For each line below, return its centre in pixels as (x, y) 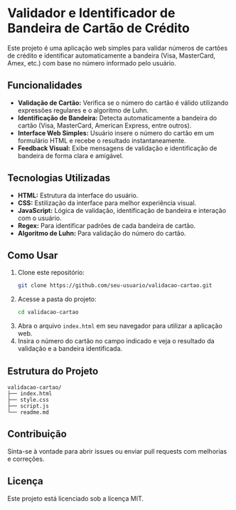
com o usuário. (39, 218)
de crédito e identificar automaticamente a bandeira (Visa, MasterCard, (111, 56)
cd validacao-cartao (48, 312)
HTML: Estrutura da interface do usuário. (78, 195)
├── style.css (28, 400)
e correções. (26, 459)
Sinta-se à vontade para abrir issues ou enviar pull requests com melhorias (117, 451)
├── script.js (28, 406)
